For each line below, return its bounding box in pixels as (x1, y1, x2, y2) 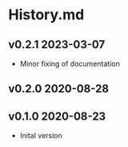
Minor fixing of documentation (19, 59, 120, 68)
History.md (8, 6, 85, 24)
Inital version (19, 131, 62, 141)
